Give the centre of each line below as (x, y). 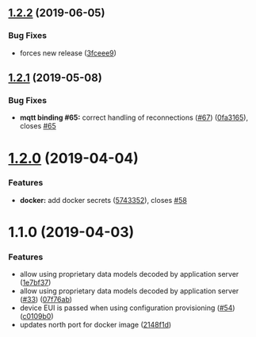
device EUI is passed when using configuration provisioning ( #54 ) (127, 308)
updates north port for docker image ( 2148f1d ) (96, 325)
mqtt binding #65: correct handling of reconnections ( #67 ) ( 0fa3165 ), (134, 117)
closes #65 (38, 126)
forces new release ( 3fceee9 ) (68, 53)
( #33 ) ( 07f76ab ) (46, 300)
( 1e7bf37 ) (35, 283)
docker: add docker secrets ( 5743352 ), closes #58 (103, 200)
